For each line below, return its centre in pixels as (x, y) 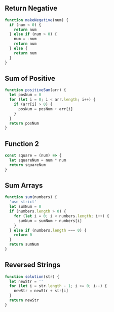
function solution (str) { (32, 276)
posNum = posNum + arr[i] (45, 109)
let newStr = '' (26, 282)
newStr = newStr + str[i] (41, 291)
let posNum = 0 (25, 95)
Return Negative (31, 8)
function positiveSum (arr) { (35, 90)
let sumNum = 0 (25, 207)
